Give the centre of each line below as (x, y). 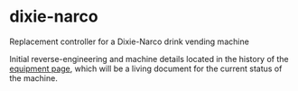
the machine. (34, 77)
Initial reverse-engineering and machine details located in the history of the (149, 59)
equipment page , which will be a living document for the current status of (146, 68)
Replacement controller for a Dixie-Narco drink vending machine (130, 41)
